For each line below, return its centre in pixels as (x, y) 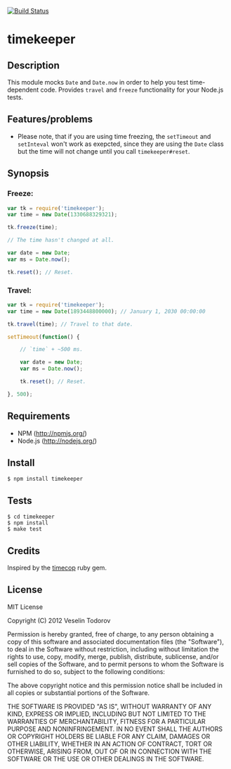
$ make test (25, 529)
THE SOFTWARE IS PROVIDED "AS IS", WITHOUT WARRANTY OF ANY (110, 706)
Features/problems (50, 119)
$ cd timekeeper (31, 517)
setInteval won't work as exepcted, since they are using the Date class (120, 144)
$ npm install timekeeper (45, 479)
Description (33, 65)
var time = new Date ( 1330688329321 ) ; (62, 215)
